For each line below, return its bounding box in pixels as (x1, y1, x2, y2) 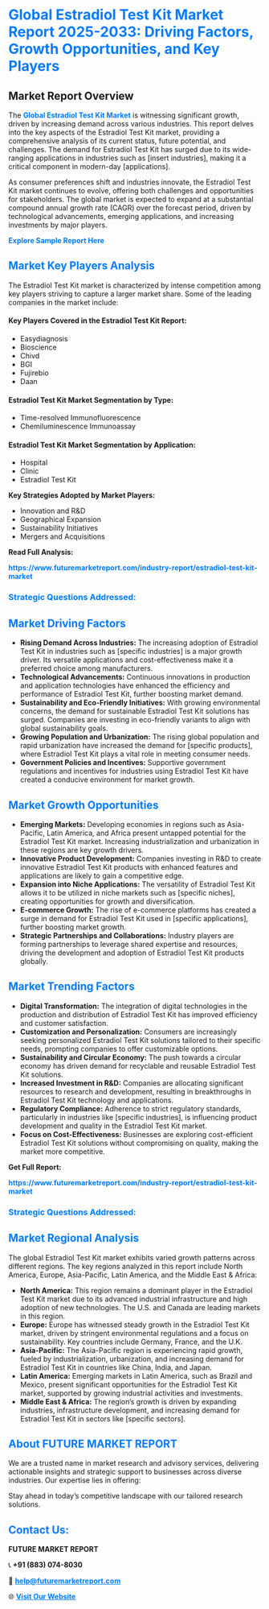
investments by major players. (8, 220, 108, 230)
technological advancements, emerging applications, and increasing (8, 212, 234, 221)
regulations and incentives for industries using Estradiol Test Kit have (19, 767, 249, 776)
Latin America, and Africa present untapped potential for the (47, 828, 247, 838)
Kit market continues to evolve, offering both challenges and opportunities (8, 186, 255, 195)
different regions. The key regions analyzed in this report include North (8, 1261, 243, 1271)
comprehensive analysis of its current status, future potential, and (8, 136, 226, 146)
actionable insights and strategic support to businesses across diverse (8, 1467, 243, 1477)
